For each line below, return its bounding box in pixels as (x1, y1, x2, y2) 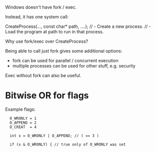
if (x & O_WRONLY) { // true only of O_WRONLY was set (9, 142, 126, 147)
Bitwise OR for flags (5, 90, 89, 101)
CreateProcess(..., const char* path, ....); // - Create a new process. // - (5, 23, 151, 29)
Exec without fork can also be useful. (5, 73, 81, 78)
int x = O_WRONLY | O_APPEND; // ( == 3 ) (9, 133, 99, 138)
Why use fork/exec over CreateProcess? (5, 38, 88, 44)
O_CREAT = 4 (9, 124, 37, 130)
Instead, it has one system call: (5, 14, 69, 19)
